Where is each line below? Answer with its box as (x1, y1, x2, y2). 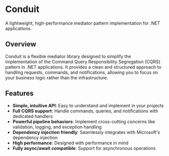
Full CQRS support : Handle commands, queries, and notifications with (12, 108, 158, 114)
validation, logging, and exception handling (12, 124, 102, 130)
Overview (5, 40, 37, 49)
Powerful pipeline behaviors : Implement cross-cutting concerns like (12, 118, 155, 124)
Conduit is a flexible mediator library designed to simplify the (5, 53, 131, 59)
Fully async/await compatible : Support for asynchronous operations (12, 145, 156, 151)
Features (5, 89, 34, 98)
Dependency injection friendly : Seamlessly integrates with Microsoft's (12, 129, 160, 135)
